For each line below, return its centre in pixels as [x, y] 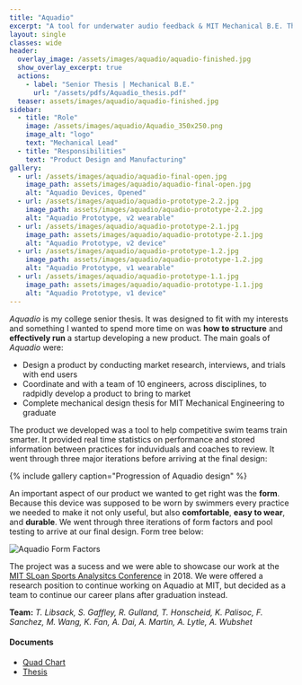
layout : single [38, 34]
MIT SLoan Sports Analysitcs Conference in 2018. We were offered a [136, 575]
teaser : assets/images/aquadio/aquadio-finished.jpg [118, 101]
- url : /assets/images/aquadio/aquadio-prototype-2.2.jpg [129, 202]
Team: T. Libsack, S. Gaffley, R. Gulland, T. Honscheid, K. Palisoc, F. [136, 612]
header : [24, 51]
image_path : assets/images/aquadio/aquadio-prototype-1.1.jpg [144, 285]
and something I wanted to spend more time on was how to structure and [146, 328]
